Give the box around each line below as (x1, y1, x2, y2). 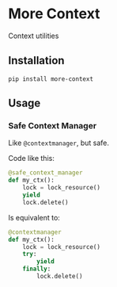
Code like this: (8, 154, 55, 163)
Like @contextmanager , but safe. (8, 138, 109, 147)
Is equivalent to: (8, 212, 61, 222)
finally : (22, 265, 51, 274)
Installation (8, 54, 65, 67)
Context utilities (8, 31, 59, 40)
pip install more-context (8, 75, 93, 83)
